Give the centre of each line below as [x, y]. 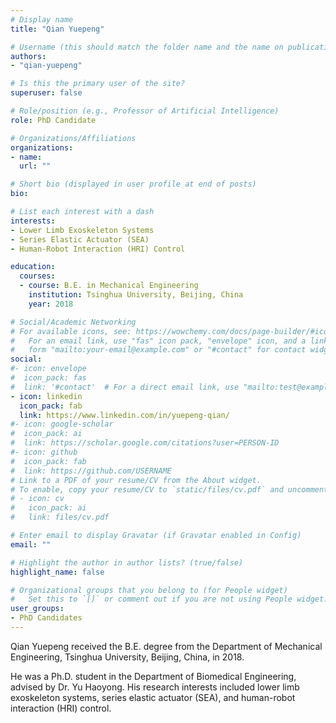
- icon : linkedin [46, 396]
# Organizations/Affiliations [73, 138]
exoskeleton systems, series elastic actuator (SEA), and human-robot [153, 697]
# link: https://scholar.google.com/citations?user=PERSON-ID [145, 443]
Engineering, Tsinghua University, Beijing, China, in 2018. [127, 657]
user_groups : [37, 609]
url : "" [35, 166]
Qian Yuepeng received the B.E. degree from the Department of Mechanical [166, 646]
